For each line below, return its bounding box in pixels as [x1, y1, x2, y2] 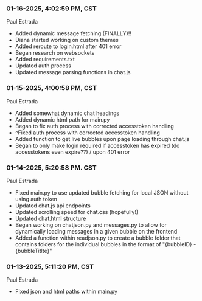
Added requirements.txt [15, 56, 75, 63]
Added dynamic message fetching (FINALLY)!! [15, 30, 132, 37]
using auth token [15, 195, 58, 202]
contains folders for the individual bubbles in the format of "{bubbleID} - [15, 240, 197, 247]
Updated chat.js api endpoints [15, 202, 91, 209]
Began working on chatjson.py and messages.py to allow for [15, 221, 167, 229]
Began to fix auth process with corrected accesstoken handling [15, 122, 175, 130]
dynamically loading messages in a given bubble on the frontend [15, 227, 178, 235]
